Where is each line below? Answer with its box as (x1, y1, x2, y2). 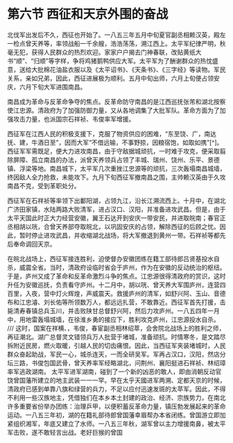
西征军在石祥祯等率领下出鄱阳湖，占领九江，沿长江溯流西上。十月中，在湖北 (7, 196, 226, 205)
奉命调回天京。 (12, 240, 56, 248)
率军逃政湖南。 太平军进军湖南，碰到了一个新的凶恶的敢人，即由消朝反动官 (7, 367, 222, 376)
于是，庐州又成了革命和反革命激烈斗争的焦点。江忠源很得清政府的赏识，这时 (7, 271, 226, 280)
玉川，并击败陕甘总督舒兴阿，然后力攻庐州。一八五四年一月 (49, 306, 220, 315)
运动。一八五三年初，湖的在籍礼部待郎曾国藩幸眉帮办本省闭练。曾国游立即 (7, 410, 220, 419)
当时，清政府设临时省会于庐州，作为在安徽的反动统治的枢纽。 (49, 263, 226, 271)
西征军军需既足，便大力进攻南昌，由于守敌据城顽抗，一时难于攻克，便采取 (7, 147, 220, 155)
